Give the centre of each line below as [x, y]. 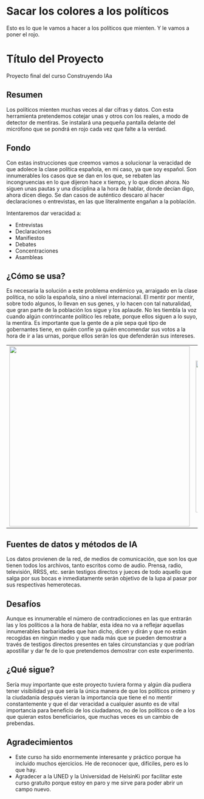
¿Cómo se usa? [36, 276]
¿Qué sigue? [30, 670]
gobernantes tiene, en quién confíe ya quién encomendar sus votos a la [96, 330]
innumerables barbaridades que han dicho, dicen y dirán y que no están [97, 631]
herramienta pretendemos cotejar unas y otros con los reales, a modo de [97, 116]
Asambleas [29, 257]
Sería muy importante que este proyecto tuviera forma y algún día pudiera [99, 684]
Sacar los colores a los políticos [87, 11]
